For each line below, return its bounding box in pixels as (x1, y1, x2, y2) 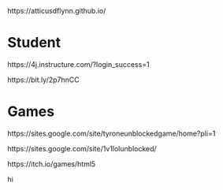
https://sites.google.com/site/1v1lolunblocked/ (7, 143, 157, 153)
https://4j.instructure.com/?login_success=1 (7, 59, 151, 69)
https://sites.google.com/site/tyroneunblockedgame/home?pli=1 (7, 129, 216, 138)
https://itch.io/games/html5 (7, 159, 96, 169)
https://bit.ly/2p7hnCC (7, 75, 80, 84)
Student (7, 34, 61, 52)
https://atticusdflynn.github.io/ (7, 6, 106, 15)
